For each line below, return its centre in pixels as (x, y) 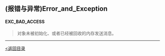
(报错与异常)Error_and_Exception (56, 9)
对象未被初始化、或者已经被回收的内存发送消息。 (67, 33)
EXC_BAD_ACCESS (25, 22)
